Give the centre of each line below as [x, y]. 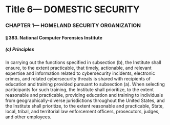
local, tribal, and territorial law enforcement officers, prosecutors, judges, [82, 111]
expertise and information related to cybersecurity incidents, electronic [80, 73]
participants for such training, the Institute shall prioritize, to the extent [80, 89]
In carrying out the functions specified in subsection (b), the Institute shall [83, 62]
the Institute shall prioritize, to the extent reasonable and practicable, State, [84, 106]
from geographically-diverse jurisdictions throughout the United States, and [85, 100]
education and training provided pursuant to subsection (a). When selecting [85, 84]
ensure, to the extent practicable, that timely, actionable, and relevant [79, 68]
